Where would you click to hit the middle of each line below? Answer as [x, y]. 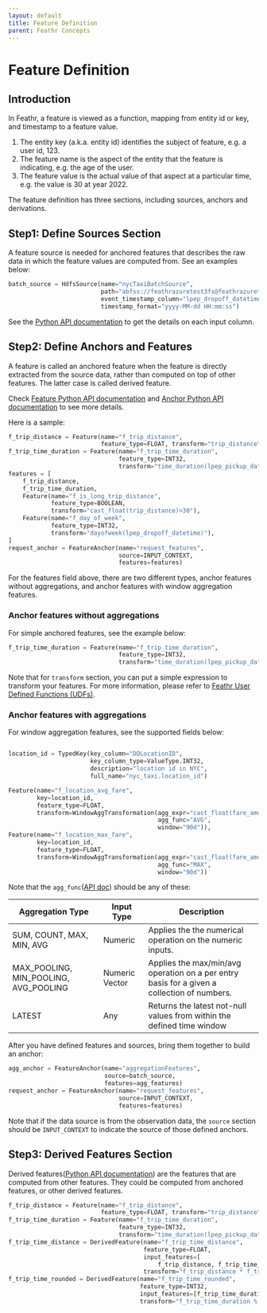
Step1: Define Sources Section [85, 233]
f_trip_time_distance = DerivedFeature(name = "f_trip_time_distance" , [126, 1242]
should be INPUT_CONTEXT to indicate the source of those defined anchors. [128, 1129]
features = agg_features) [143, 1084]
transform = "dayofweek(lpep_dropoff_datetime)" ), [133, 533]
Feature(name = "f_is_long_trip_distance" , [92, 496]
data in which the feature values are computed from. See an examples [123, 261]
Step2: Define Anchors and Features [101, 347]
